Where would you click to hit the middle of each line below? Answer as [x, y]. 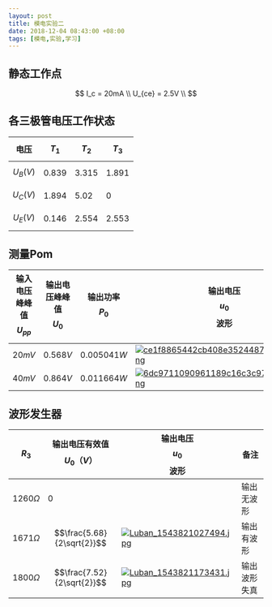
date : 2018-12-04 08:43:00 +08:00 [67, 31]
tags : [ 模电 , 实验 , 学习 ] [45, 39]
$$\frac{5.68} [81, 532]
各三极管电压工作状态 [62, 121]
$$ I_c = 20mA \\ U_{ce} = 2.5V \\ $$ [136, 93]
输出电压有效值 [81, 444]
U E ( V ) [24, 218]
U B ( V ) [24, 173]
